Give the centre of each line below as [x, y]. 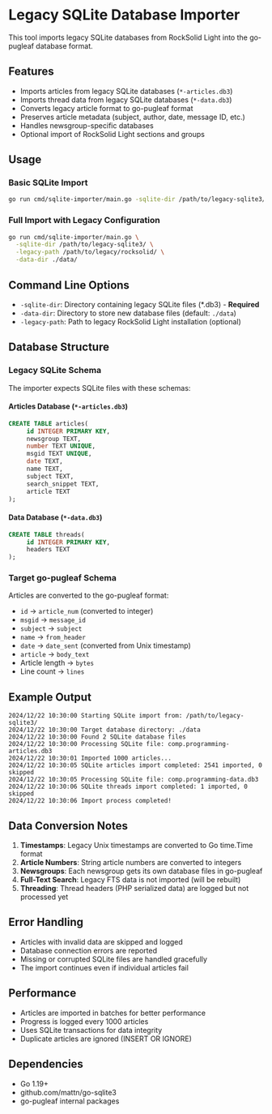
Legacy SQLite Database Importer [124, 15]
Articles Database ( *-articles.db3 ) [68, 406]
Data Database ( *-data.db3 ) [55, 517]
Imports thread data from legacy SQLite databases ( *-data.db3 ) [126, 100]
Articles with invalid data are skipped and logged [102, 941]
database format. [64, 45]
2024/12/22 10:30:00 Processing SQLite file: [86, 744]
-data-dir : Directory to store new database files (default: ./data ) [128, 313]
